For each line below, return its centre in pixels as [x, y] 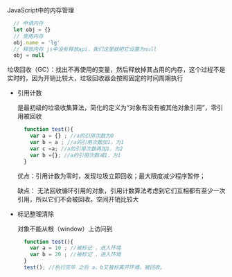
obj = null [29, 55]
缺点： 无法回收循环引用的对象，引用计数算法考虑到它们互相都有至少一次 [121, 190]
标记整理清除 [35, 214]
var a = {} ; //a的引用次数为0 [72, 136]
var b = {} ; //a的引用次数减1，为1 [75, 155]
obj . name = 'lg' [37, 43]
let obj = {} [32, 30]
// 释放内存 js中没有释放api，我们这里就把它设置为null [85, 49]
